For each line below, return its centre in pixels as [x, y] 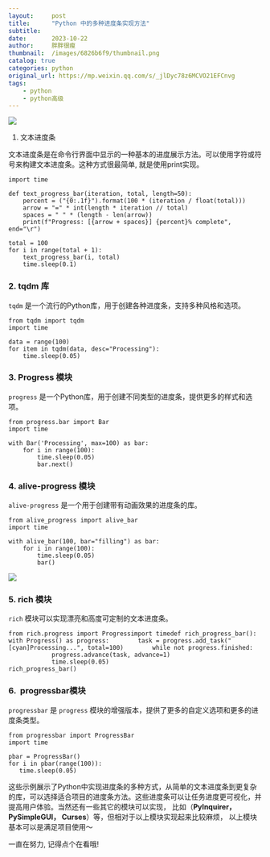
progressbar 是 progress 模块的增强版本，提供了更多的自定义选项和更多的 [130, 709]
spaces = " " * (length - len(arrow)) [88, 215]
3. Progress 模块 [41, 377]
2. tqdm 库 [29, 286]
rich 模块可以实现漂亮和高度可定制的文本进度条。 [90, 618]
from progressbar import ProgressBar [72, 735]
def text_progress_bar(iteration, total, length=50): [100, 194]
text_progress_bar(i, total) [72, 258]
